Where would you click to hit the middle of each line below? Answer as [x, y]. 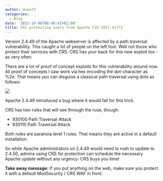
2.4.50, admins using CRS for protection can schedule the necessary [74, 154]
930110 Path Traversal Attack [41, 125]
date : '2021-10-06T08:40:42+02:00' [41, 23]
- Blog [16, 18]
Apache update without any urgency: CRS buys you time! [62, 159]
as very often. [19, 57]
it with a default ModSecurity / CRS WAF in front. [54, 174]
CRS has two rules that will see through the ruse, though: [62, 110]
